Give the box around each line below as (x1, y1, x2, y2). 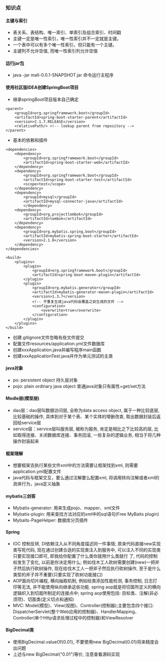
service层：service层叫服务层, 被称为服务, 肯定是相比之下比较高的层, (12, 426, 153, 432)
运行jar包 (5, 60, 24, 66)
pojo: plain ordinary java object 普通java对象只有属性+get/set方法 (12, 383, 146, 389)
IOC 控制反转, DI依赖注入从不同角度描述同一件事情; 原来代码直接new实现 (12, 540, 161, 546)
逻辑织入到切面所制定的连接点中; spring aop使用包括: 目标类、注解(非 (12, 590, 154, 596)
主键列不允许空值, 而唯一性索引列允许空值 (12, 48, 98, 54)
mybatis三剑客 (5, 493, 36, 499)
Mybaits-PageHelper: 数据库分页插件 (12, 517, 88, 523)
